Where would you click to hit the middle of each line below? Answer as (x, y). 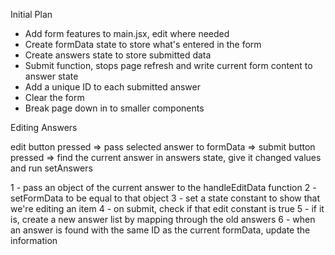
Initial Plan (31, 14)
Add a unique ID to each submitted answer (112, 87)
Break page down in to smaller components (114, 108)
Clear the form (54, 97)
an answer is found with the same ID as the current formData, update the (160, 230)
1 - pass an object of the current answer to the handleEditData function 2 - (163, 187)
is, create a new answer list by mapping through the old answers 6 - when (163, 219)
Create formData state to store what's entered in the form (143, 44)
